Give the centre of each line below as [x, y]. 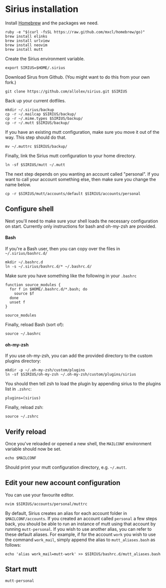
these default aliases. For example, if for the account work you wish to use [81, 534]
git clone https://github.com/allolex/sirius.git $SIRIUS [66, 91]
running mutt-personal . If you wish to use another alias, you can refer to [79, 529]
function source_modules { [33, 285]
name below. [18, 185]
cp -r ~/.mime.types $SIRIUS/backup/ [44, 118]
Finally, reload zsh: [24, 407]
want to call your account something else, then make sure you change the [81, 179]
